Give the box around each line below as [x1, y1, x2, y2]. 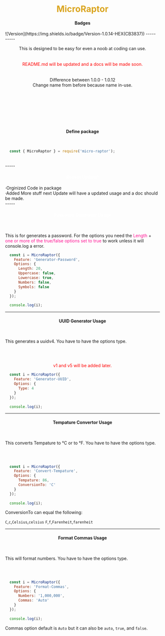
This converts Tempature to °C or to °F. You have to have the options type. [5, 440, 156, 446]
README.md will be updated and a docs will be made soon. [22, 61, 143, 67]
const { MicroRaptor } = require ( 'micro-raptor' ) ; [9, 149, 115, 154]
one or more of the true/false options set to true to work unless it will [5, 237, 144, 244]
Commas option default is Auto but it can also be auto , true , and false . [5, 625, 148, 631]
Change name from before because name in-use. [32, 82, 133, 88]
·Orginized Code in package [5, 185, 62, 191]
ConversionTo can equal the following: [5, 510, 82, 516]
